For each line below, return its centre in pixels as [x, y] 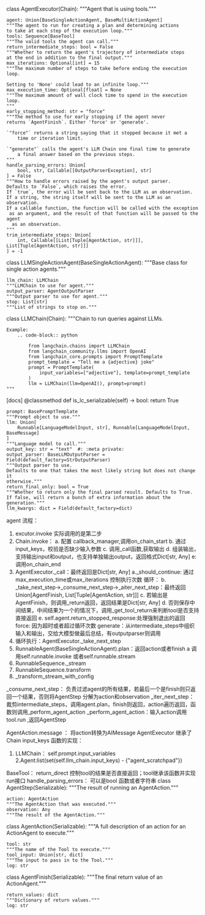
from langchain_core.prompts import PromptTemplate [96, 357]
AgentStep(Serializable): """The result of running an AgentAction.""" [92, 788]
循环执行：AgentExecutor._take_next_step [68, 641]
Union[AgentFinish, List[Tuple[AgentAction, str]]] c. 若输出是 [91, 595]
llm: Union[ [21, 422]
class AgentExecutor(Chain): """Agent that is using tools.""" [81, 9]
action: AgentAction [33, 799]
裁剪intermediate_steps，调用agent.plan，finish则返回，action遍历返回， [99, 704]
